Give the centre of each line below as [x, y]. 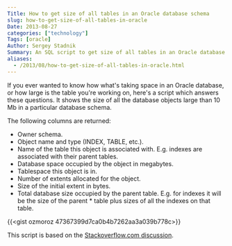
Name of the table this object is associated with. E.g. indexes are [110, 149]
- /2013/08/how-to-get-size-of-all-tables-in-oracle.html [99, 65]
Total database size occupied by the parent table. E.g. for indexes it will [119, 193]
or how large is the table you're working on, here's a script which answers [113, 92]
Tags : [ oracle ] [29, 40]
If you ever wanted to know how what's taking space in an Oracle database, [116, 85]
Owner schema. [40, 134]
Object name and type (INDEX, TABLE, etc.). [80, 141]
